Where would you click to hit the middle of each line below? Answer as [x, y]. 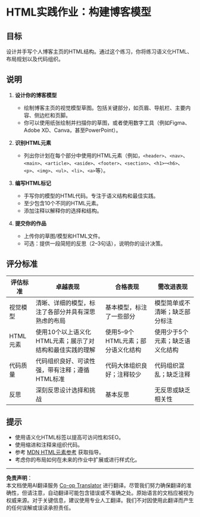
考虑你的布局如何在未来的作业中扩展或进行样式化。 [77, 460]
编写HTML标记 [33, 183]
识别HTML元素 [33, 143]
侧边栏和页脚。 [53, 115]
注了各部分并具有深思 [65, 312]
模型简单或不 [172, 303]
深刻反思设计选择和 [62, 390]
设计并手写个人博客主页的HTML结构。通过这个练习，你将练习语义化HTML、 [99, 52]
